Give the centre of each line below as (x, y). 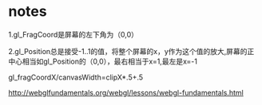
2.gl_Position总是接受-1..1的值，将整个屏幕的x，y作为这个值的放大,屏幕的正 (131, 51)
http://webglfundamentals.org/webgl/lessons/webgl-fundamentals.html (126, 92)
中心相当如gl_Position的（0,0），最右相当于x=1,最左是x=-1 (103, 61)
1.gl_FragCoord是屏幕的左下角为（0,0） (73, 34)
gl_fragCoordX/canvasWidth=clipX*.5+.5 (76, 77)
